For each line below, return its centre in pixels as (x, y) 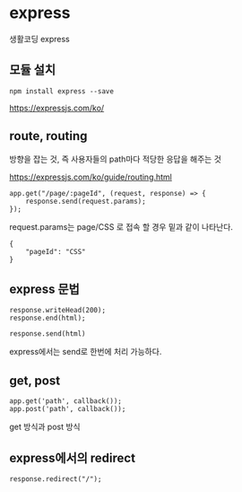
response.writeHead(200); (57, 311)
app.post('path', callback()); (68, 409)
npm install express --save (62, 91)
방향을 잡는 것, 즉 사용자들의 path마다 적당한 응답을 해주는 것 (116, 159)
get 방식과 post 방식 (45, 427)
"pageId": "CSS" (56, 251)
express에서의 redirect (73, 457)
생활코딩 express (39, 39)
